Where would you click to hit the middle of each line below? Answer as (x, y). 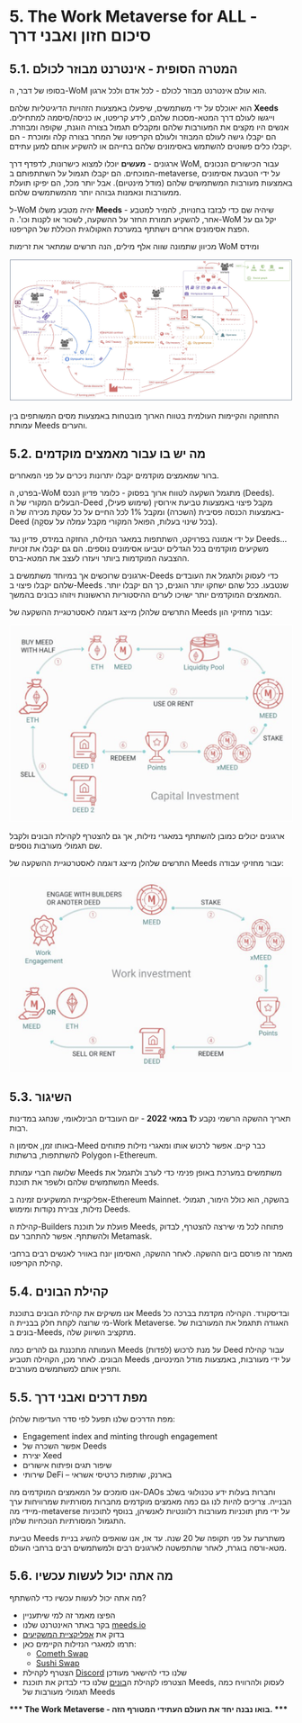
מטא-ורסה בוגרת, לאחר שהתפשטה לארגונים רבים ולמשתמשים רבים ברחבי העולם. (148, 1547)
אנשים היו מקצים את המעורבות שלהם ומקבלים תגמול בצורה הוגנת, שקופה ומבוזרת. (149, 127)
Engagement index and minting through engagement (120, 1436)
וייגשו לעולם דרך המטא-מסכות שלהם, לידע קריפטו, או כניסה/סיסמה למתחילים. (142, 117)
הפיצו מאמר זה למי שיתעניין (69, 1615)
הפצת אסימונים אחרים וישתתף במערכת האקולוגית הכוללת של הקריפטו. (129, 229)
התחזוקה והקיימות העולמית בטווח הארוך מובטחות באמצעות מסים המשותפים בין (144, 416)
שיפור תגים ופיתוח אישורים (67, 1465)
